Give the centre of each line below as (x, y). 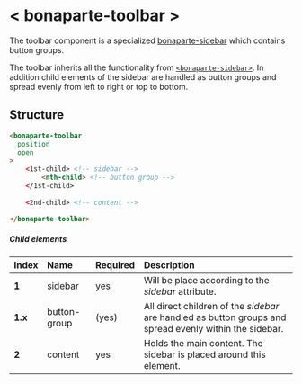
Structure (37, 115)
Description (169, 265)
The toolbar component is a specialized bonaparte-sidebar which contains (147, 40)
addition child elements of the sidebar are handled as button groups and (143, 76)
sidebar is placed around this (205, 354)
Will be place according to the (206, 281)
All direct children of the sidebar (211, 307)
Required (115, 265)
